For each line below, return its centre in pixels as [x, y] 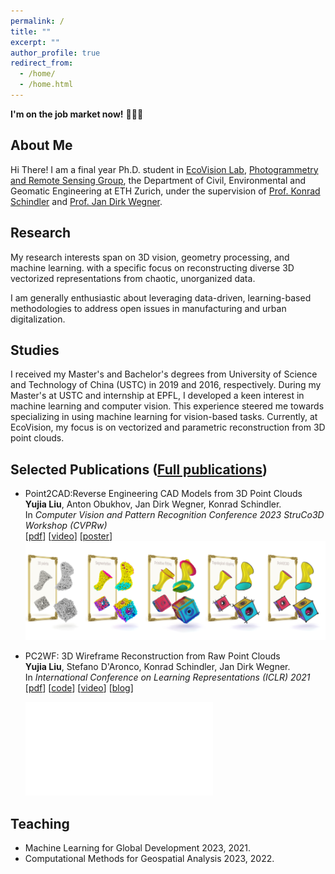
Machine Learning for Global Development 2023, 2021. [138, 847]
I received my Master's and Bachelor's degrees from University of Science [164, 374]
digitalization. [38, 319]
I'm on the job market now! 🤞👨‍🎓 [77, 114]
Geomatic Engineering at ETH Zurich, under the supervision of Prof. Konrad [165, 191]
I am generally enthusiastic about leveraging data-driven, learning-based [161, 297]
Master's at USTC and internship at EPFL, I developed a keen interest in [157, 396]
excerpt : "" [35, 42]
